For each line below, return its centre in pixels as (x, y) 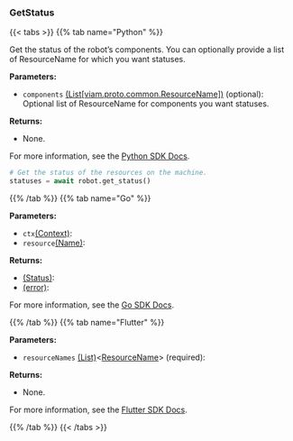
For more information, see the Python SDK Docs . (100, 156)
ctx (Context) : (47, 234)
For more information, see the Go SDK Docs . (92, 305)
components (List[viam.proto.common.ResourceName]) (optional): (143, 94)
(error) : (36, 288)
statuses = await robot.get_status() (80, 181)
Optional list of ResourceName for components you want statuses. (146, 104)
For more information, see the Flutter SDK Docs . (98, 410)
